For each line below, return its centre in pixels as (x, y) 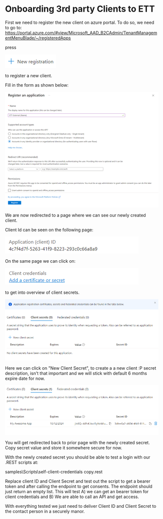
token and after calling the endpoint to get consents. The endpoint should (79, 486)
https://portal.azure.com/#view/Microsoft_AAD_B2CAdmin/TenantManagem (81, 33)
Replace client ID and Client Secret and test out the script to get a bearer (78, 481)
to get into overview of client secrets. (42, 292)
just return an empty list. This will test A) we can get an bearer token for (77, 492)
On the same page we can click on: (40, 261)
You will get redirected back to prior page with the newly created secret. (77, 443)
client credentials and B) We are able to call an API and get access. (72, 497)
